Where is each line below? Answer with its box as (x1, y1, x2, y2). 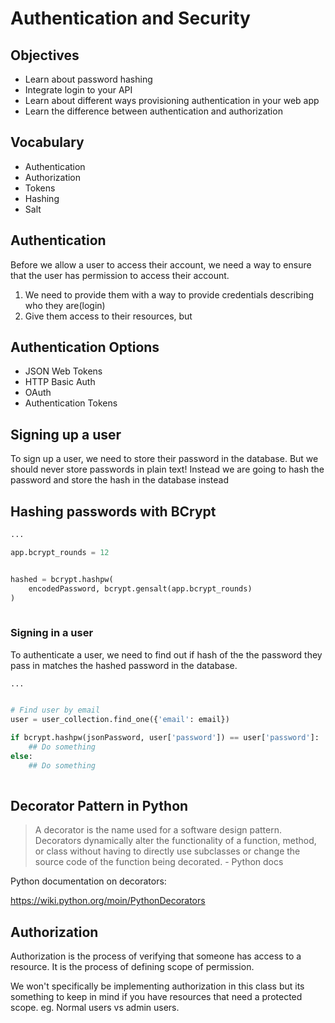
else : (10, 751, 33, 761)
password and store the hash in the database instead (10, 474, 229, 486)
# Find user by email (10, 705, 101, 716)
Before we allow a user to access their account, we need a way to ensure (10, 258, 312, 271)
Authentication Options (10, 339, 160, 356)
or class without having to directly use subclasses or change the (34, 845, 301, 857)
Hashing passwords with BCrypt (10, 503, 217, 520)
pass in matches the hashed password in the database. (10, 659, 238, 671)
